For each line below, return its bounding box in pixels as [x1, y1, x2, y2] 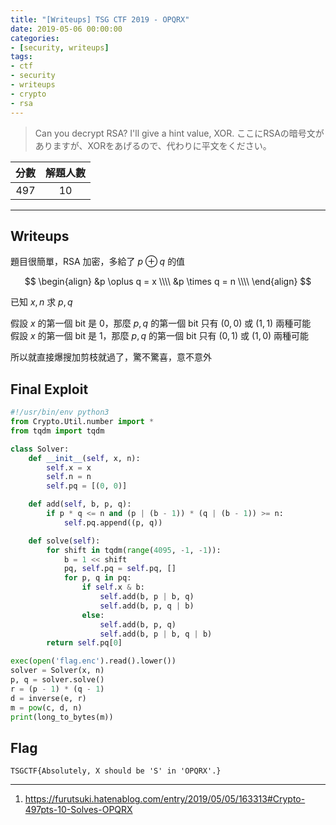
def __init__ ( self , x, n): [28, 453, 141, 463]
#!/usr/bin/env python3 [10, 407, 110, 418]
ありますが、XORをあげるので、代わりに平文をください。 [34, 139, 272, 151]
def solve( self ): [28, 536, 101, 546]
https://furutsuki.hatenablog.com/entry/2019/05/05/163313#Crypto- [24, 793, 306, 805]
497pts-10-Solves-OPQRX [24, 804, 133, 816]
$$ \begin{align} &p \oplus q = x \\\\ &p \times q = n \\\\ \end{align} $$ [24, 276, 312, 288]
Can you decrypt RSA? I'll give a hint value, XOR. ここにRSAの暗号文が [34, 127, 325, 139]
